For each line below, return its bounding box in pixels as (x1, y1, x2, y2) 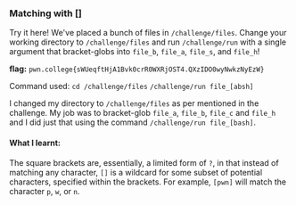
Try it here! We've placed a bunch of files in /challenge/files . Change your (9, 28, 287, 38)
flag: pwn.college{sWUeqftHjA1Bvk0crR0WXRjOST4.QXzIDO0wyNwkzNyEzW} (9, 63, 265, 74)
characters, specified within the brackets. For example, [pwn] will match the (9, 176, 287, 187)
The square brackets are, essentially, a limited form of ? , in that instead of (9, 157, 279, 168)
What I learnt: (9, 137, 61, 148)
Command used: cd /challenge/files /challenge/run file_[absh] (9, 81, 254, 92)
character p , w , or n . (9, 185, 80, 196)
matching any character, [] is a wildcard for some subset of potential (9, 167, 263, 177)
